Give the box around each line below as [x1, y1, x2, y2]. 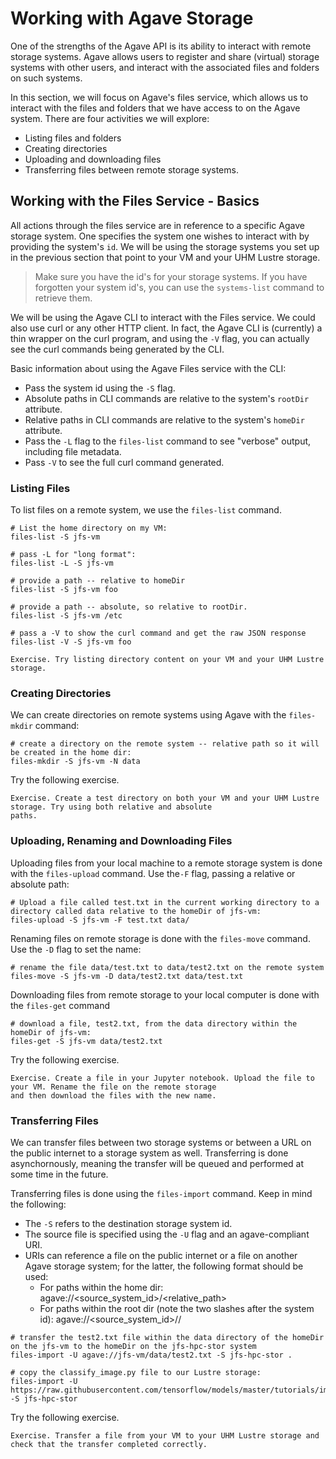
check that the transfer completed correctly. [10, 1439, 208, 1449]
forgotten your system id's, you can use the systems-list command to [34, 281, 325, 293]
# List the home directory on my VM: [10, 523, 168, 534]
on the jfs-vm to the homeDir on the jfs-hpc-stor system [10, 1341, 257, 1351]
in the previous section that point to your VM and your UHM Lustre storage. [10, 251, 321, 263]
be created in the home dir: [10, 748, 132, 758]
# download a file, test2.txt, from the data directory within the [10, 1018, 298, 1029]
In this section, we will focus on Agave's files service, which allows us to [10, 91, 309, 103]
